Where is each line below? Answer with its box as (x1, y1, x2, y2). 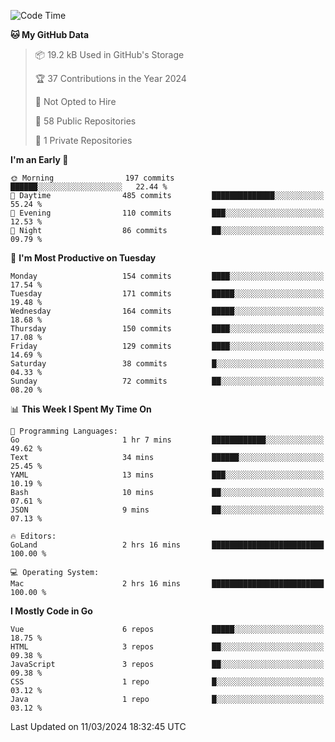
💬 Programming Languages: (10, 426, 118, 436)
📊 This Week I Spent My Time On (10, 403, 152, 415)
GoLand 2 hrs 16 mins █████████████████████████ (10, 540, 325, 550)
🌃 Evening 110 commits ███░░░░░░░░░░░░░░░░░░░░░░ (10, 208, 325, 218)
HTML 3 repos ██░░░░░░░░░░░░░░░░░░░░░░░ (10, 642, 325, 652)
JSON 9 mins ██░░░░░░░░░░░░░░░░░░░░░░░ (10, 505, 325, 515)
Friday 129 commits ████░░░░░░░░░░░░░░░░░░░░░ (10, 341, 325, 351)
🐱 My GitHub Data (10, 29, 90, 40)
